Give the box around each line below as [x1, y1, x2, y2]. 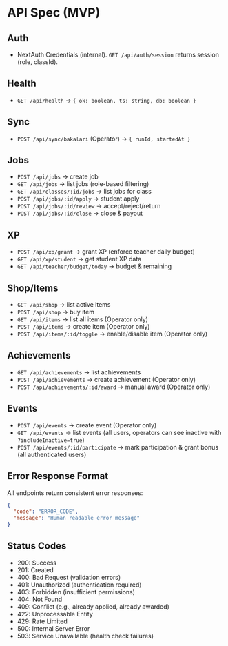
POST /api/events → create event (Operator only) [17, 421, 157, 429]
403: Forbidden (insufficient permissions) [17, 587, 136, 596]
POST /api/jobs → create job [17, 172, 99, 181]
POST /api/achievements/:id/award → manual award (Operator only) [17, 383, 211, 391]
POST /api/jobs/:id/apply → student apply [17, 194, 140, 203]
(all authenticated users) [17, 450, 87, 458]
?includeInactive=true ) [17, 436, 85, 444]
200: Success [17, 558, 57, 567]
